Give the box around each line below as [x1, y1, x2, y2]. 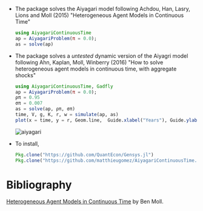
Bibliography [6, 178, 72, 192]
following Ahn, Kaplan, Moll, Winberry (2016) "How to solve [15, 58, 164, 66]
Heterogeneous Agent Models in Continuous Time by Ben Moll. [6, 198, 164, 206]
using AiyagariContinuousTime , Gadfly [15, 83, 113, 89]
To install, [15, 140, 39, 147]
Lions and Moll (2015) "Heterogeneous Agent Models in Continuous [15, 12, 184, 19]
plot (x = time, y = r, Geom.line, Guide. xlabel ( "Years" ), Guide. [15, 117, 187, 123]
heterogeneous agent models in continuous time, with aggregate [15, 65, 177, 72]
